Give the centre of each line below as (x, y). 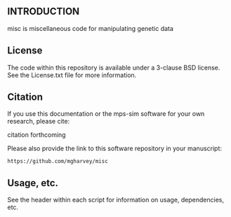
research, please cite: (39, 121)
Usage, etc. (33, 183)
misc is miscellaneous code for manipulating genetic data (91, 28)
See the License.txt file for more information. (72, 75)
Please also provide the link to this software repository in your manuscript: (115, 149)
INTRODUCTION (44, 12)
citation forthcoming (37, 135)
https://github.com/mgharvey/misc (58, 162)
